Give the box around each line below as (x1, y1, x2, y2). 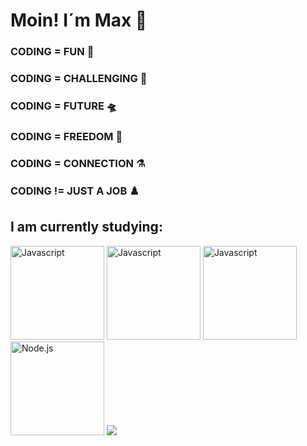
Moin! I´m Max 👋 (10, 9, 148, 32)
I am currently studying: (10, 219, 163, 236)
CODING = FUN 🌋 (10, 45, 95, 59)
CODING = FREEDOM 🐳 (10, 129, 123, 143)
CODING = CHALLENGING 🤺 (10, 72, 148, 86)
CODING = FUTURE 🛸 (10, 99, 118, 113)
